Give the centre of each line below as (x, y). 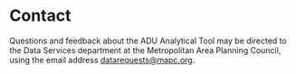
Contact (40, 16)
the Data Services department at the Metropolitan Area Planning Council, (145, 50)
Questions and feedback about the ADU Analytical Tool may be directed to (148, 41)
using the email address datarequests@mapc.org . (102, 60)
